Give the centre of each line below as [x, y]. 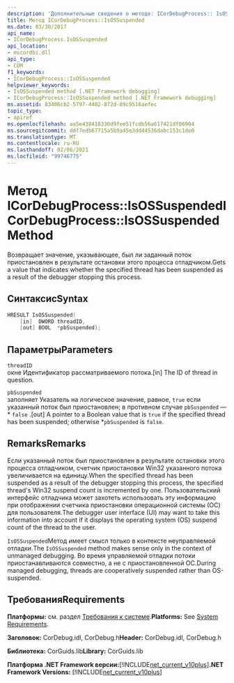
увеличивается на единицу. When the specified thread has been [100, 475]
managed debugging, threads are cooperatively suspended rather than [109, 570]
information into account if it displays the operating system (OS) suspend [112, 520]
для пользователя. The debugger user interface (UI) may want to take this [114, 512]
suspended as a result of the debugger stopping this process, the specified [115, 483]
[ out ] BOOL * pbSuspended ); [60, 328]
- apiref [20, 117]
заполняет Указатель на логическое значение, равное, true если [104, 400]
